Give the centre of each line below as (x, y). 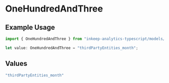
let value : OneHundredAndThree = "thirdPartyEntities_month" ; (72, 48)
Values (16, 64)
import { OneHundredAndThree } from (44, 39)
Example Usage (30, 27)
